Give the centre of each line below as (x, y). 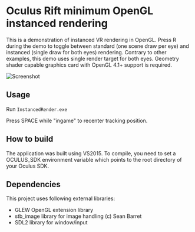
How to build (30, 139)
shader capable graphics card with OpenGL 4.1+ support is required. (89, 65)
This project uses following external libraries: (61, 198)
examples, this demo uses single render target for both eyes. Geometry (93, 58)
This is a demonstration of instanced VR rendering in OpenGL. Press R (91, 40)
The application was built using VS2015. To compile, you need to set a (91, 153)
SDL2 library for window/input (51, 223)
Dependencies (33, 184)
